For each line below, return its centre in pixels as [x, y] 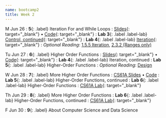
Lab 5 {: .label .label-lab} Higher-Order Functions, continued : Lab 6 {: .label [82, 80]
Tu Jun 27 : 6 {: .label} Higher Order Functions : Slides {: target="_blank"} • [81, 54]
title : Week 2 [20, 14]
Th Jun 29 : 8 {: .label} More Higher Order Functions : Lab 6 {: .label [74, 95]
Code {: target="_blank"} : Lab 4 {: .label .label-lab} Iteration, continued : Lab [83, 59]
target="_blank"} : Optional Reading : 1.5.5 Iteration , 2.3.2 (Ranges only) [78, 44]
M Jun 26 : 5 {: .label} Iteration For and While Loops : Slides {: [67, 28]
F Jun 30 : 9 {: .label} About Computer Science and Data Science [72, 110]
